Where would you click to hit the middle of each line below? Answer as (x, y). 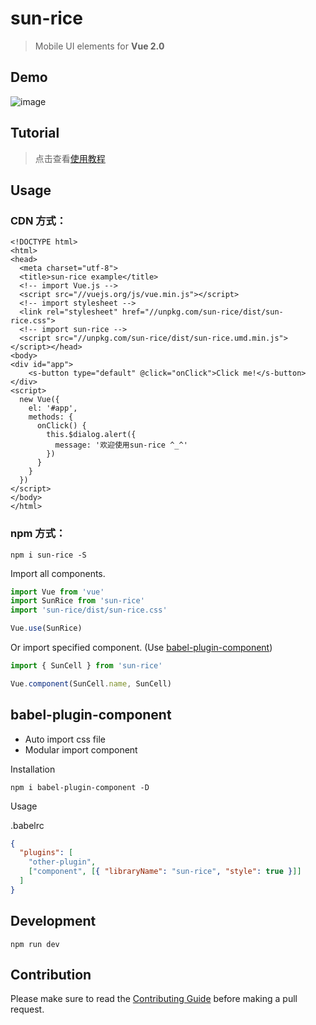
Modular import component (81, 749)
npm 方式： (38, 534)
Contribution (51, 975)
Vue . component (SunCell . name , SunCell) (91, 683)
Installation (33, 769)
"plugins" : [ (46, 853)
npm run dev (35, 944)
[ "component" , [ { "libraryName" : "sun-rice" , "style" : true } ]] (165, 872)
